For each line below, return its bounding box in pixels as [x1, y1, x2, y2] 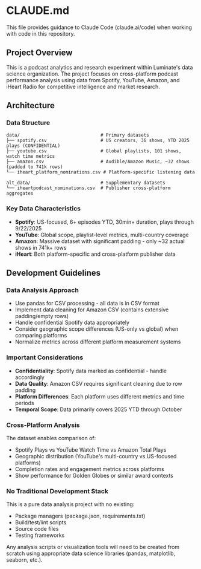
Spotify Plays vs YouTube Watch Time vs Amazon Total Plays [14, 446, 167, 454]
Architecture [6, 100, 55, 111]
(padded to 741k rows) [6, 164, 63, 170]
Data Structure [6, 119, 51, 127]
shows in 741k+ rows [14, 244, 67, 251]
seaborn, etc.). [6, 556, 43, 564]
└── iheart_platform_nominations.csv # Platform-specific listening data [6, 169, 196, 175]
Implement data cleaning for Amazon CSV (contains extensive [14, 306, 169, 313]
